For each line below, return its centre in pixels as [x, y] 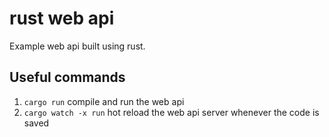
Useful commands [67, 77]
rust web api [62, 18]
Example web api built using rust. [77, 46]
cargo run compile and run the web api [104, 101]
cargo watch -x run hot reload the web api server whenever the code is [171, 112]
